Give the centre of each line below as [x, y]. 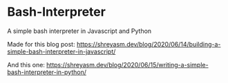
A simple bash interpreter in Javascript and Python [79, 31]
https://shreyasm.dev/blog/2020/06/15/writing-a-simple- [127, 64]
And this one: [26, 64]
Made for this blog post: [41, 44]
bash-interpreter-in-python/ [47, 72]
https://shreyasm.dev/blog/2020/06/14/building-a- [149, 44]
